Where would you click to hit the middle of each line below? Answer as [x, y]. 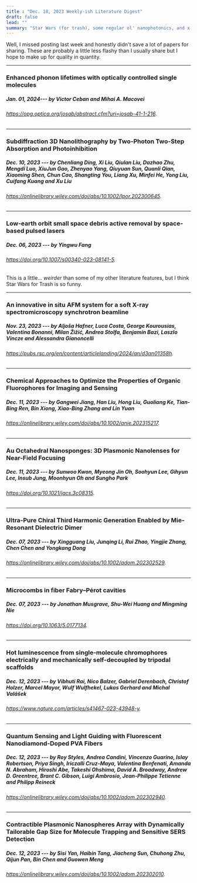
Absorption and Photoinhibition [52, 148]
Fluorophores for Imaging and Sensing [62, 388]
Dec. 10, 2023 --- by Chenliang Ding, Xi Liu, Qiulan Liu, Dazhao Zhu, [91, 162]
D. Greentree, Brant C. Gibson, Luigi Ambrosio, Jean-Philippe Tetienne [93, 776]
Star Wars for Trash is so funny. [44, 284]
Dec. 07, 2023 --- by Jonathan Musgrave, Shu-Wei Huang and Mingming [97, 604]
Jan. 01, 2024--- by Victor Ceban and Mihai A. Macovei [75, 99]
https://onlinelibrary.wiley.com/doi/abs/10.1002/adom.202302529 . [86, 563]
